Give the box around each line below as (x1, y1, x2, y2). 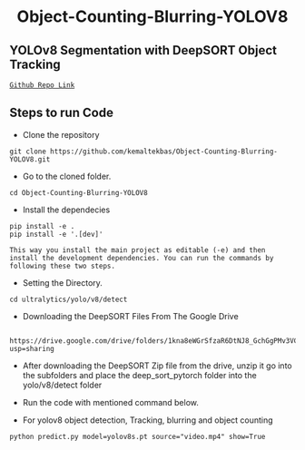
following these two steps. (9, 261, 116, 270)
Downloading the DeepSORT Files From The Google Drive (22, 310, 239, 321)
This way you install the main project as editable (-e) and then (9, 245, 266, 255)
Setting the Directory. (22, 277, 103, 288)
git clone (9, 147, 47, 156)
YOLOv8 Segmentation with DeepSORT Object (9, 43, 278, 58)
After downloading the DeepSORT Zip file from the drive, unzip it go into (22, 360, 292, 371)
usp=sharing (9, 344, 54, 353)
